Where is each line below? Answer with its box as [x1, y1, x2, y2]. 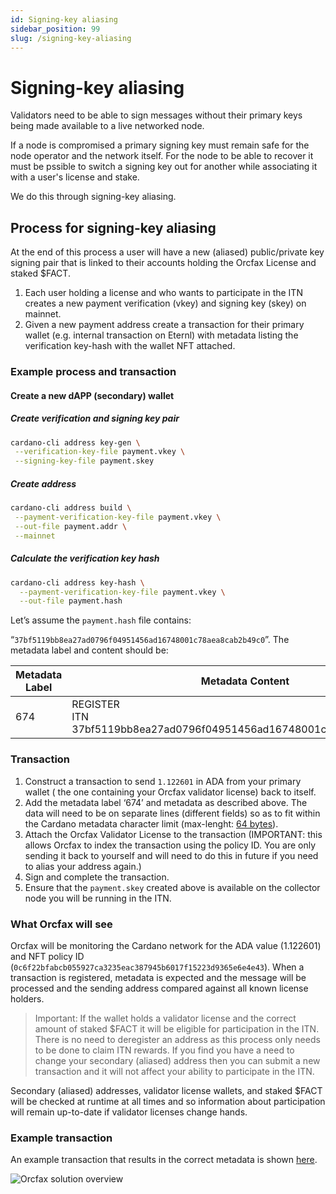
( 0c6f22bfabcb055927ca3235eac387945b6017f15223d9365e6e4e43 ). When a [10, 961, 305, 973]
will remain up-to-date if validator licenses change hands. [10, 1106, 248, 1118]
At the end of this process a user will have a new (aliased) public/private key [10, 246, 325, 258]
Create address [10, 477, 77, 490]
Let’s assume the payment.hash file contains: [10, 614, 192, 626]
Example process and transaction [10, 365, 177, 379]
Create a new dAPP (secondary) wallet [10, 389, 175, 401]
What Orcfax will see [10, 917, 113, 931]
